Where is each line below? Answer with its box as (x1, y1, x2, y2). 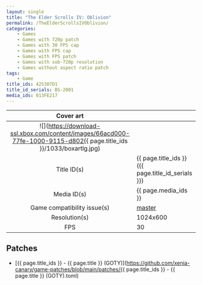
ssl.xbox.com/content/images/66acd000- (10, 129, 130, 137)
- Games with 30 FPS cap (17, 43, 79, 49)
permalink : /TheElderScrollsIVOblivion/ (6, 20, 109, 26)
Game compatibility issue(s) (30, 203, 110, 212)
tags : (6, 70, 20, 76)
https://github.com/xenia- (126, 259, 191, 266)
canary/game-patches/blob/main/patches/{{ (14, 265, 125, 273)
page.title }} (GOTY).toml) (14, 272, 79, 279)
